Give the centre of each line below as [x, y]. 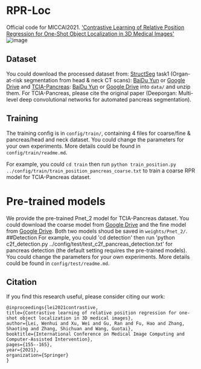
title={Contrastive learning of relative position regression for [91, 313]
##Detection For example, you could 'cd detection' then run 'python [91, 237]
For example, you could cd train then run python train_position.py [91, 164]
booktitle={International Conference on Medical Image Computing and [96, 334]
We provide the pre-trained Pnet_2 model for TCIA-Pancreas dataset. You [97, 218]
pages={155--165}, [29, 345]
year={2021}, [23, 350]
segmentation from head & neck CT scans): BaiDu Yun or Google [104, 80]
